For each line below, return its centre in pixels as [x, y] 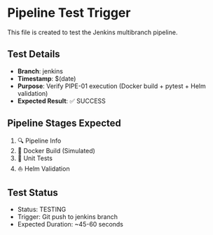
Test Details [34, 54]
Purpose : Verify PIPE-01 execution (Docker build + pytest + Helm [111, 86]
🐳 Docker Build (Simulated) [56, 150]
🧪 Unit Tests [35, 158]
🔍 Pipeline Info [39, 141]
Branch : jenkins [40, 71]
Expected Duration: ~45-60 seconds [70, 225]
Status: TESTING [42, 209]
